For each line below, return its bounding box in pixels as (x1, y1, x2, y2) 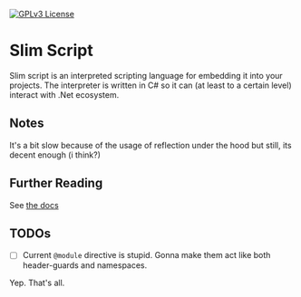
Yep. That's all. (9, 277, 65, 289)
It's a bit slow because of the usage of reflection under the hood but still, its (9, 139, 292, 150)
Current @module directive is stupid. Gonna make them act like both (22, 250, 271, 261)
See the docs (9, 199, 59, 210)
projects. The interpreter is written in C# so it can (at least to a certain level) (9, 80, 292, 91)
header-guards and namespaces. (22, 260, 148, 271)
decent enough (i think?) (9, 149, 102, 160)
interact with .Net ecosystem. (9, 89, 120, 100)
